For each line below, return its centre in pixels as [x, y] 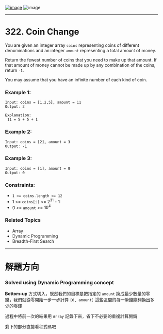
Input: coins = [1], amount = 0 [38, 168]
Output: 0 [15, 173]
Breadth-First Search [33, 241]
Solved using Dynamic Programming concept [59, 282]
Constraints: [20, 185]
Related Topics [23, 220]
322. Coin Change [42, 32]
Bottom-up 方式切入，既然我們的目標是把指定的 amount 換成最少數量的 [76, 294]
